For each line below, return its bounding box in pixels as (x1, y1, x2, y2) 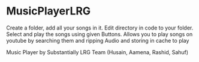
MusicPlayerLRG (6, 4, 91, 18)
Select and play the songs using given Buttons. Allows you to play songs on (6, 30, 193, 37)
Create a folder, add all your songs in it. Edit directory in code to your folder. (6, 24, 194, 31)
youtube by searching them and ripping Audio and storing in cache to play (6, 37, 189, 44)
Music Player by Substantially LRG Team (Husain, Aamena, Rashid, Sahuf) (6, 48, 189, 55)
